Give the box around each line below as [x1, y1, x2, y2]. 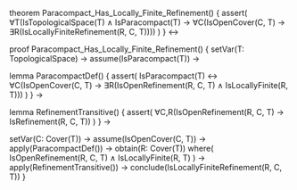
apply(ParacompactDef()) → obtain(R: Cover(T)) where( [9, 143, 214, 153]
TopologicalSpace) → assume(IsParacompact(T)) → [9, 54, 201, 63]
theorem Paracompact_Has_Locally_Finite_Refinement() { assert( [9, 8, 248, 18]
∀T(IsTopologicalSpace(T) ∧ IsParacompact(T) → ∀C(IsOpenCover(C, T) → [9, 17, 285, 28]
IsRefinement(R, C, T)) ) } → [9, 116, 111, 127]
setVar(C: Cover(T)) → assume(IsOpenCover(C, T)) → [9, 134, 207, 144]
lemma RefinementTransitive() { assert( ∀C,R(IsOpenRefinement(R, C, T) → [9, 107, 285, 117]
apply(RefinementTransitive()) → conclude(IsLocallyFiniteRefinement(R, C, [9, 162, 283, 172]
